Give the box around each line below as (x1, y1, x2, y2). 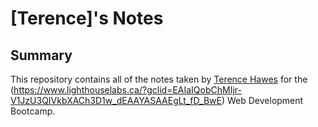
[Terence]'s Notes (10, 7, 164, 30)
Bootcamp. (10, 105, 56, 117)
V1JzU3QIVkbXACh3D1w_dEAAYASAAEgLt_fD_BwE (10, 95, 222, 106)
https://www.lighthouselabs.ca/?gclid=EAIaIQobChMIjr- (13, 84, 242, 96)
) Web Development (221, 95, 304, 106)
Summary (10, 47, 73, 64)
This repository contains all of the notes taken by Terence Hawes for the (10, 73, 308, 85)
